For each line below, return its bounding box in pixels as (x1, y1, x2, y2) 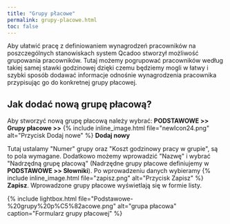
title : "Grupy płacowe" (7, 10, 76, 17)
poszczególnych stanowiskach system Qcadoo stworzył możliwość (7, 49, 199, 57)
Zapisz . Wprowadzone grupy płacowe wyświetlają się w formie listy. (7, 181, 202, 190)
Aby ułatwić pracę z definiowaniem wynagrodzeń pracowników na (7, 42, 196, 50)
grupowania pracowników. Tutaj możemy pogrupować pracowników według (7, 57, 223, 65)
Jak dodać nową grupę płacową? (7, 98, 152, 110)
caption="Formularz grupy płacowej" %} (7, 210, 123, 218)
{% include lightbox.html (7, 194, 77, 203)
